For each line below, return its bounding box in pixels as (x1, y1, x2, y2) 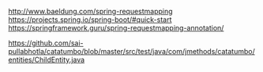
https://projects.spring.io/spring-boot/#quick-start (8, 15, 172, 24)
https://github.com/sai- (8, 38, 85, 48)
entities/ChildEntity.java (8, 55, 85, 64)
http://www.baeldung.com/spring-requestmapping (8, 7, 173, 16)
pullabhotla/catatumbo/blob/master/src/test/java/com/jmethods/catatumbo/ (8, 47, 255, 56)
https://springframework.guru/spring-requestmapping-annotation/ (8, 23, 224, 32)
